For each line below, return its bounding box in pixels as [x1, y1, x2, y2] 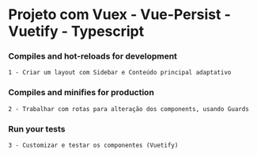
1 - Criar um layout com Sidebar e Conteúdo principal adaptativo [8, 69, 232, 77]
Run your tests [8, 123, 66, 134]
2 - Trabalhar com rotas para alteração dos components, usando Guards [8, 105, 249, 113]
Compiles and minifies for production [8, 87, 154, 98]
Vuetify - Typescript [8, 22, 145, 40]
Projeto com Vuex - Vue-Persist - [8, 6, 232, 24]
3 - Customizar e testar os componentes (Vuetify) [8, 141, 179, 150]
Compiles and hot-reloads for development [8, 51, 178, 62]
